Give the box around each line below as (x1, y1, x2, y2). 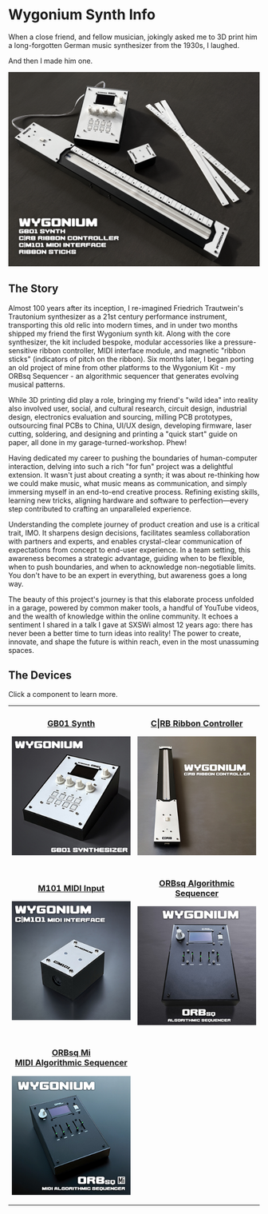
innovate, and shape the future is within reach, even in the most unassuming (8, 637, 259, 647)
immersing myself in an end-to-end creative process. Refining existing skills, (8, 487, 260, 496)
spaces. (8, 645, 34, 655)
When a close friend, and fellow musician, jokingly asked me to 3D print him (8, 32, 258, 42)
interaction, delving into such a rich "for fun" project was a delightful (8, 461, 234, 471)
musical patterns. (8, 380, 65, 389)
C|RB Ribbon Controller (150, 718, 243, 729)
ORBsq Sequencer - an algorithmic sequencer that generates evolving (8, 371, 239, 380)
